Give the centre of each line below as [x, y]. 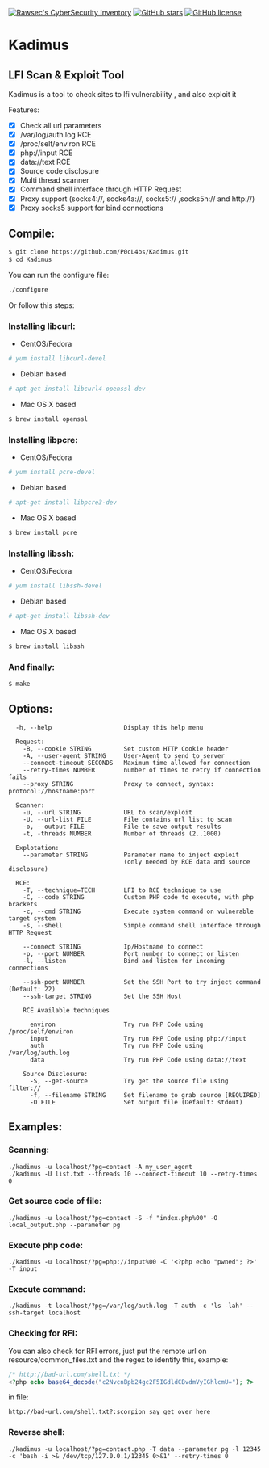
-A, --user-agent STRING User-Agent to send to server [124, 755]
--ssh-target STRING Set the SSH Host [102, 996]
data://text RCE [45, 162]
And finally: [31, 667]
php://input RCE [47, 153]
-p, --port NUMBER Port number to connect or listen [131, 953]
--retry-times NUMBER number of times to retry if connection [142, 770]
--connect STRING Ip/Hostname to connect [113, 946]
